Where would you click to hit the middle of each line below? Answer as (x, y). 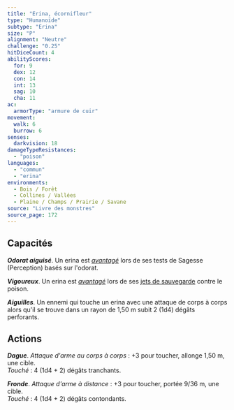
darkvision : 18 (36, 144)
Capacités (30, 243)
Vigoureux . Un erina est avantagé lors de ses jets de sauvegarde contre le (115, 281)
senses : (19, 137)
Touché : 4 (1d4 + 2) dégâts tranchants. (64, 370)
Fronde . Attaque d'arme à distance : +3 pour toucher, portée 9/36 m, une (113, 384)
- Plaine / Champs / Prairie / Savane (70, 202)
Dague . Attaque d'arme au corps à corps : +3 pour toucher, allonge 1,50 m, (116, 356)
